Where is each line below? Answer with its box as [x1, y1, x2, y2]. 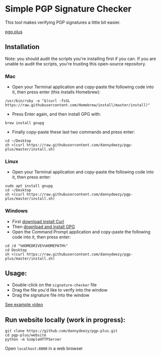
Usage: [5, 269, 28, 278]
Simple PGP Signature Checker [5, 3, 132, 15]
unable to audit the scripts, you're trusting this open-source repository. [5, 61, 146, 66]
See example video [5, 302, 44, 308]
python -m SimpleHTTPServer [5, 337, 62, 342]
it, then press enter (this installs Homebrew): [12, 89, 101, 95]
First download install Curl [12, 218, 64, 224]
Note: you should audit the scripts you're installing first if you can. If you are [5, 56, 156, 62]
